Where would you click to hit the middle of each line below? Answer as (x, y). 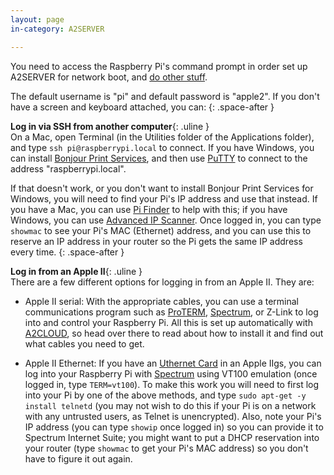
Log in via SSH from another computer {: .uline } (110, 126)
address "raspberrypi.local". (68, 168)
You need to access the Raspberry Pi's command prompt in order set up (159, 66)
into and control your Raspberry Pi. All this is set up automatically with (168, 322)
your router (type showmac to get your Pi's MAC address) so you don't (166, 448)
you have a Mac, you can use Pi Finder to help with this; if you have (149, 209)
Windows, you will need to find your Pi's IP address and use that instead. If (164, 198)
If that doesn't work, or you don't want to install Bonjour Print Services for (162, 188)
